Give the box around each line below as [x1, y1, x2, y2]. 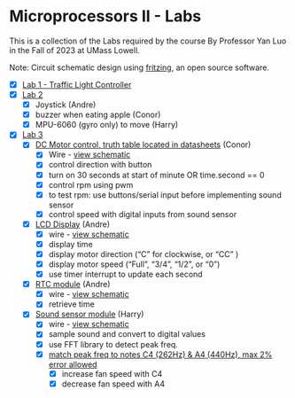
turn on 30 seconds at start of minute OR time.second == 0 [48, 169, 265, 180]
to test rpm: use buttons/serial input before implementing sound [48, 189, 282, 200]
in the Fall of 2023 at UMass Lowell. [9, 44, 140, 55]
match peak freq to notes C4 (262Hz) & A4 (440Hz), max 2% [48, 348, 273, 360]
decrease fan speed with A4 [61, 378, 166, 389]
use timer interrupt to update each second [48, 269, 203, 280]
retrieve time [48, 299, 95, 309]
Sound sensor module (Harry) [35, 308, 144, 320]
